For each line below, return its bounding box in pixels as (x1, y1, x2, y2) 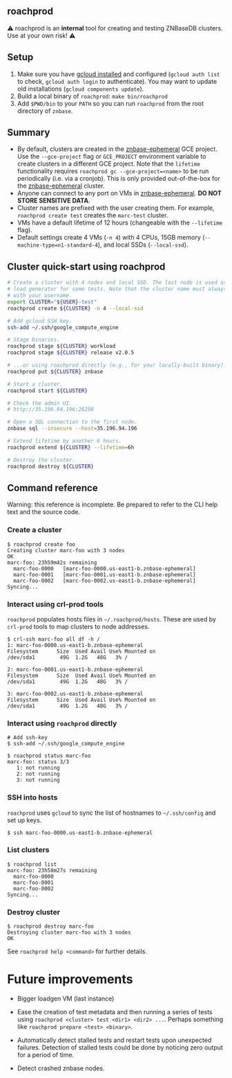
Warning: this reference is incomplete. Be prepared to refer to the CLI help (7, 500, 218, 509)
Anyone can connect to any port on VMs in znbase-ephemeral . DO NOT (17, 189, 222, 197)
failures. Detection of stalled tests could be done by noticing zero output (17, 1043, 223, 1052)
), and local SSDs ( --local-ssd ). (97, 240, 188, 249)
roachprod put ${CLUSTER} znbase (7, 368, 104, 375)
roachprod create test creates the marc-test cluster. (17, 211, 168, 220)
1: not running (16, 765, 60, 772)
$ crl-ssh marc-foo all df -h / (7, 635, 100, 643)
